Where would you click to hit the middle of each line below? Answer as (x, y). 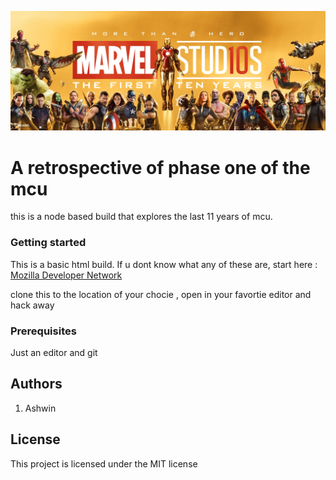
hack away (32, 305)
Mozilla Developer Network (66, 275)
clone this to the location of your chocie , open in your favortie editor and (161, 294)
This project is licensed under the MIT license (104, 463)
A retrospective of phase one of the (160, 167)
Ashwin (40, 408)
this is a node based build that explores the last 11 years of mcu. (141, 217)
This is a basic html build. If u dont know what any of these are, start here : (164, 264)
